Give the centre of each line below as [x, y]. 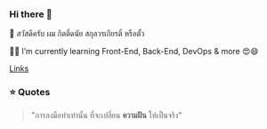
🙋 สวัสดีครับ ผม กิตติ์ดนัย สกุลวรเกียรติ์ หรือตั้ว [77, 34]
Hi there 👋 [31, 14]
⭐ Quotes [30, 93]
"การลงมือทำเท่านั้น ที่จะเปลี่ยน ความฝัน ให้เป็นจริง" [106, 115]
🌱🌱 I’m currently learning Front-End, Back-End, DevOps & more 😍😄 [134, 52]
